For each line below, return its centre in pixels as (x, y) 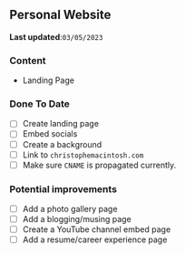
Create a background (62, 144)
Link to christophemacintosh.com (83, 155)
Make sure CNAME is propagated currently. (99, 165)
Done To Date (40, 104)
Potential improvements (63, 188)
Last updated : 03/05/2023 (56, 36)
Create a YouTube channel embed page (97, 229)
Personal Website (60, 15)
